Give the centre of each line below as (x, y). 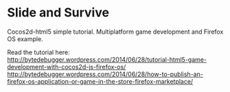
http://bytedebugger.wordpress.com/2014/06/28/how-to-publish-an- (105, 74)
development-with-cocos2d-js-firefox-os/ (67, 67)
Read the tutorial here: (38, 52)
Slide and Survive (58, 13)
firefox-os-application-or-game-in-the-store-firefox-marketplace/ (100, 81)
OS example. (25, 38)
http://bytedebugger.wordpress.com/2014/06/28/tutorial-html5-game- (107, 59)
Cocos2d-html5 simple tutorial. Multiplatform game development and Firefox (115, 32)
